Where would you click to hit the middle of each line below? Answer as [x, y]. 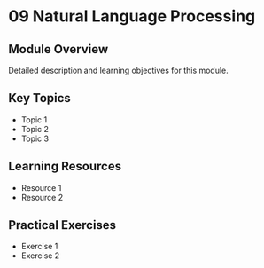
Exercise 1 [39, 247]
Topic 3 [35, 138]
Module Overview [58, 49]
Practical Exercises [62, 225]
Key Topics [40, 98]
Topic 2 [35, 129]
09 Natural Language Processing [132, 16]
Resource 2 [42, 197]
